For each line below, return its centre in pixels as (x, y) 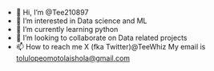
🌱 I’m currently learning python (67, 29)
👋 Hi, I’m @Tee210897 (52, 12)
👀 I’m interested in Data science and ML (81, 21)
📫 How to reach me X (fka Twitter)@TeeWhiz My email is (111, 47)
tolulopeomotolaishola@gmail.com (73, 58)
